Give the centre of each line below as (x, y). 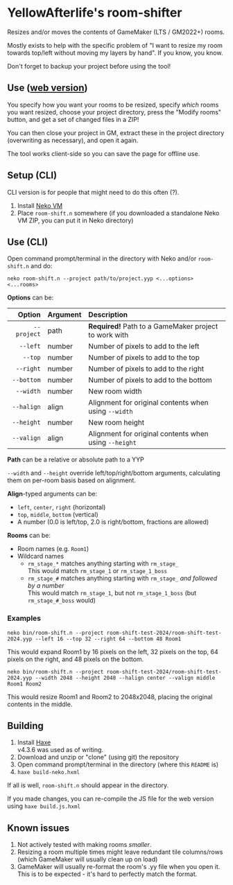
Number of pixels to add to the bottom (150, 380)
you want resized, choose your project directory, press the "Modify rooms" (114, 112)
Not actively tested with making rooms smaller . (84, 845)
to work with (109, 335)
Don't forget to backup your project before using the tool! (89, 66)
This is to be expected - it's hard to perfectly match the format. (107, 874)
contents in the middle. (40, 704)
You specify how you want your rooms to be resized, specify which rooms (113, 105)
